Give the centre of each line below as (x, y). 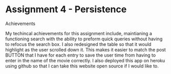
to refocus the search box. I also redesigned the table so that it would (78, 44)
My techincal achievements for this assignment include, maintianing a (79, 33)
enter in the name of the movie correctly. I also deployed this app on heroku (85, 60)
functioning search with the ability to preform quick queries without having (84, 39)
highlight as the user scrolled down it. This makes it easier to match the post (86, 50)
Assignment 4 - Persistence (66, 9)
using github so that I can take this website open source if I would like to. (82, 66)
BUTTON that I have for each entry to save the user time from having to (81, 55)
